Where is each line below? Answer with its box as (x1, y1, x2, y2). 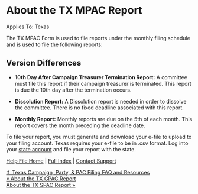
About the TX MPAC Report (6, 4, 142, 17)
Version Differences (6, 58, 82, 68)
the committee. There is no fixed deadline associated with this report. (14, 104, 184, 111)
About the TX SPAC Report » (6, 181, 76, 188)
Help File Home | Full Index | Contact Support (6, 157, 116, 164)
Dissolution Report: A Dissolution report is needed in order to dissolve (14, 98, 187, 105)
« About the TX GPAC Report (6, 175, 76, 182)
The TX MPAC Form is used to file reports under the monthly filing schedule (6, 34, 190, 41)
